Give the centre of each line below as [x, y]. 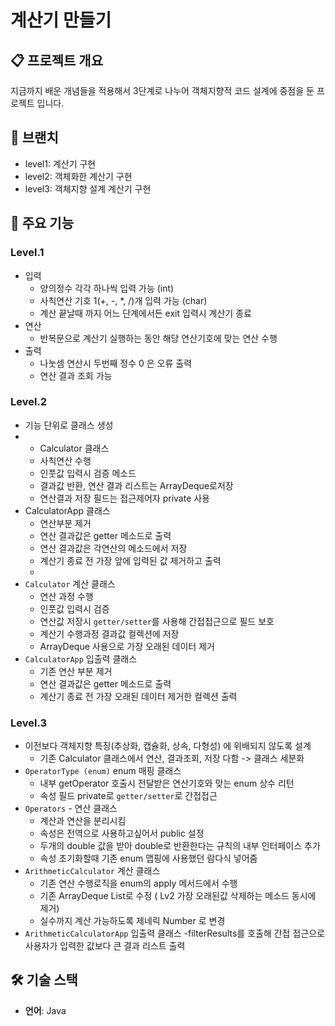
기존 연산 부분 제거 [76, 671]
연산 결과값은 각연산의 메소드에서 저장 [113, 548]
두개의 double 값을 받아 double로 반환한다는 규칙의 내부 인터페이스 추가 [180, 846]
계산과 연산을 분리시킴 [83, 821]
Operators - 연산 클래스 [71, 808]
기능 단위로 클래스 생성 [69, 425]
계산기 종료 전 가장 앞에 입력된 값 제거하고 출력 [130, 560]
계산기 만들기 [61, 20]
